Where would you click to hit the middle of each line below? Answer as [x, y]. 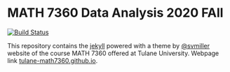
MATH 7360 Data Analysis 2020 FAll [115, 13]
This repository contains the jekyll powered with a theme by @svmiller [109, 45]
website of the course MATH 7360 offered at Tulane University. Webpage [113, 53]
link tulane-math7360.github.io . [53, 60]
